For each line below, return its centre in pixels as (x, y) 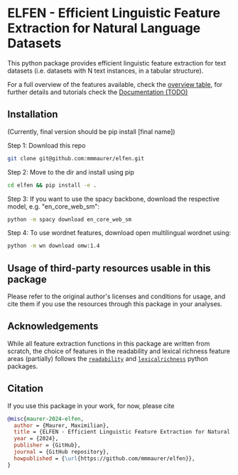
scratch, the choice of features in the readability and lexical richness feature (119, 351)
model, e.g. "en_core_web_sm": (54, 206)
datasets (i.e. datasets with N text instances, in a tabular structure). (106, 71)
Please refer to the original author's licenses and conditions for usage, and (117, 296)
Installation (33, 114)
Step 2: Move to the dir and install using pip (71, 172)
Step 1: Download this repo (47, 145)
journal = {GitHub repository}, (62, 452)
